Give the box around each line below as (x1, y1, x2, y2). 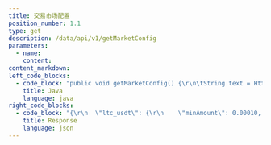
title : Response (23, 117, 78, 125)
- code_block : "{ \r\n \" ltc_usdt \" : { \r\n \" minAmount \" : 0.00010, (15, 110, 262, 118)
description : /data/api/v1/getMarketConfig (8, 34, 157, 43)
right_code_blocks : (8, 101, 74, 110)
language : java (23, 94, 74, 102)
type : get (8, 27, 42, 35)
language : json (23, 124, 74, 132)
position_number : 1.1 (8, 19, 81, 27)
